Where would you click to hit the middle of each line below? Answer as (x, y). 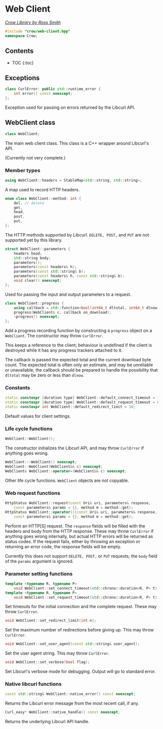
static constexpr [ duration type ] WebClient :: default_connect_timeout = (80, 398)
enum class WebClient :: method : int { (43, 198)
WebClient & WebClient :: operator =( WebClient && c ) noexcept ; (66, 471)
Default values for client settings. (38, 416)
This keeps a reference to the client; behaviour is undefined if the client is (79, 345)
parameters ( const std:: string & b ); (50, 271)
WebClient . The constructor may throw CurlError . (54, 336)
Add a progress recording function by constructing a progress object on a (79, 331)
